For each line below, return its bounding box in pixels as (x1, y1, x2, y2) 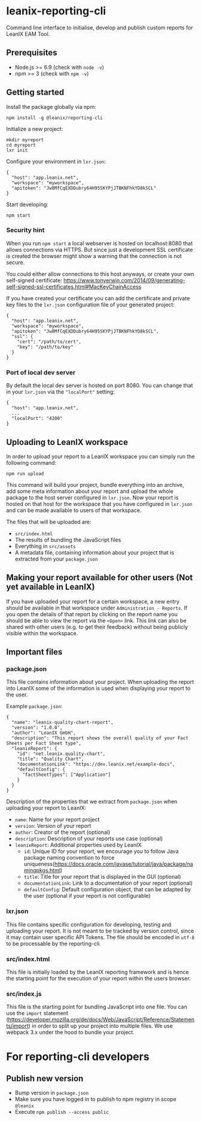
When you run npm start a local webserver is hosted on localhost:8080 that (6, 239, 193, 246)
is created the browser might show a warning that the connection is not (6, 252, 182, 260)
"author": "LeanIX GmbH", (11, 730, 77, 736)
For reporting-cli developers (6, 1050, 150, 1063)
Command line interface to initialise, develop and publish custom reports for (6, 24, 193, 31)
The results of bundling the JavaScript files (14, 536, 121, 543)
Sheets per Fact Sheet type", (6, 741, 82, 747)
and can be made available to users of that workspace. (6, 507, 142, 514)
